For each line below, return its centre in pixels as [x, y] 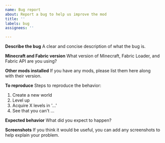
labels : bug [17, 23]
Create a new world [32, 95]
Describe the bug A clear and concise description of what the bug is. [75, 46]
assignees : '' [20, 28]
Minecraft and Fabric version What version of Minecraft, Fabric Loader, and [82, 56]
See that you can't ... [33, 111]
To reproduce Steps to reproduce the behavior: [53, 86]
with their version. [23, 76]
